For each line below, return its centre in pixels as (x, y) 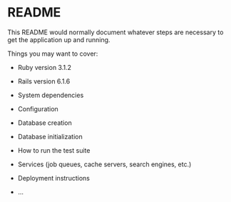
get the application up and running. (59, 39)
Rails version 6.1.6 (44, 81)
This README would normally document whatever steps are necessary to (115, 32)
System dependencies (51, 95)
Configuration (38, 108)
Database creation (45, 123)
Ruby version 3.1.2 (45, 67)
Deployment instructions (54, 178)
